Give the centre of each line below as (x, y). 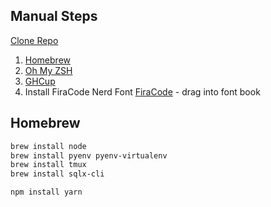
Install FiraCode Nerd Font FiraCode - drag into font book (142, 91)
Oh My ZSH (48, 70)
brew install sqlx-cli (57, 174)
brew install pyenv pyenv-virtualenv (89, 155)
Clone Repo (34, 40)
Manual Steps (54, 16)
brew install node (48, 146)
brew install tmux (48, 165)
